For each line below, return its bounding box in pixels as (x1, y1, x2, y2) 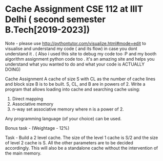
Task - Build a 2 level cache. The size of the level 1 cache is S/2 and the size (5, 135, 158, 140)
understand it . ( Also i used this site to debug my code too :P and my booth (5, 50, 157, 57)
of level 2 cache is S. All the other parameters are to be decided (5, 139, 133, 145)
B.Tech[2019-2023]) (5, 24, 90, 35)
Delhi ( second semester (5, 14, 106, 25)
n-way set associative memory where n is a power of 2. (12, 106, 124, 112)
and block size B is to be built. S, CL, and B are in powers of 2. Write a (5, 81, 145, 87)
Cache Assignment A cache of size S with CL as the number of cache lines (5, 76, 156, 82)
